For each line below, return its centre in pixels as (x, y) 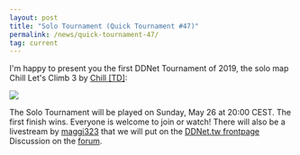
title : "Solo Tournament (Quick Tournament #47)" (105, 26)
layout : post (34, 18)
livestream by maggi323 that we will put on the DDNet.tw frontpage (135, 132)
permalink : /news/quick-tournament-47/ (84, 34)
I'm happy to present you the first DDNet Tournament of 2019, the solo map (149, 68)
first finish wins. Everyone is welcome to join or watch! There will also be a (147, 122)
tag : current (34, 43)
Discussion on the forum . (56, 141)
